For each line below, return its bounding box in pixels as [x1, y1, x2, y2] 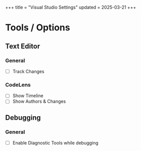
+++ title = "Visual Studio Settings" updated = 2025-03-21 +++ [5, 5, 136, 10]
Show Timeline [12, 93, 44, 99]
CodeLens [5, 81, 31, 88]
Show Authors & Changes [12, 98, 66, 105]
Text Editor [5, 42, 40, 50]
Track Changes [12, 68, 44, 74]
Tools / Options [5, 22, 70, 33]
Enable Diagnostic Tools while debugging [12, 140, 99, 146]
